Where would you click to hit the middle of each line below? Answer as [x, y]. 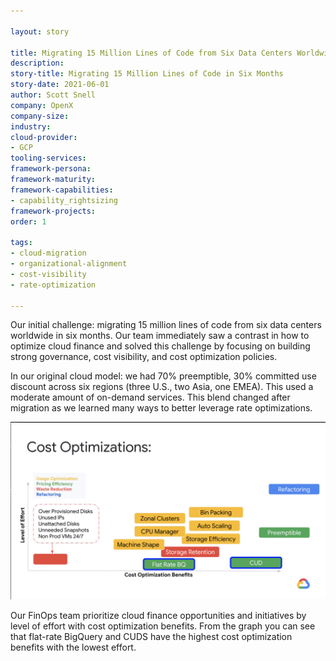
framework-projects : [53, 211]
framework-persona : [51, 169]
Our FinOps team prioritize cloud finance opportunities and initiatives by [158, 615]
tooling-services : [48, 158]
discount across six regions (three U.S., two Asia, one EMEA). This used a [162, 387]
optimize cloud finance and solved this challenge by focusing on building [160, 346]
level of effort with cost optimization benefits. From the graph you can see [163, 626]
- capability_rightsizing [64, 200]
